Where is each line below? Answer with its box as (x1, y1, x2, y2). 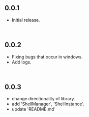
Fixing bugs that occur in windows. (11, 54, 83, 59)
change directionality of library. (11, 96, 75, 102)
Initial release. (11, 17, 40, 23)
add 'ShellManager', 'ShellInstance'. (11, 101, 85, 107)
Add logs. (11, 59, 31, 65)
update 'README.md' (11, 106, 56, 112)
